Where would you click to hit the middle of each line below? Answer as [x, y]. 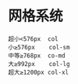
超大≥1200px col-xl [39, 72]
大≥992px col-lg [39, 64]
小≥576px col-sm [39, 47]
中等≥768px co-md [37, 56]
